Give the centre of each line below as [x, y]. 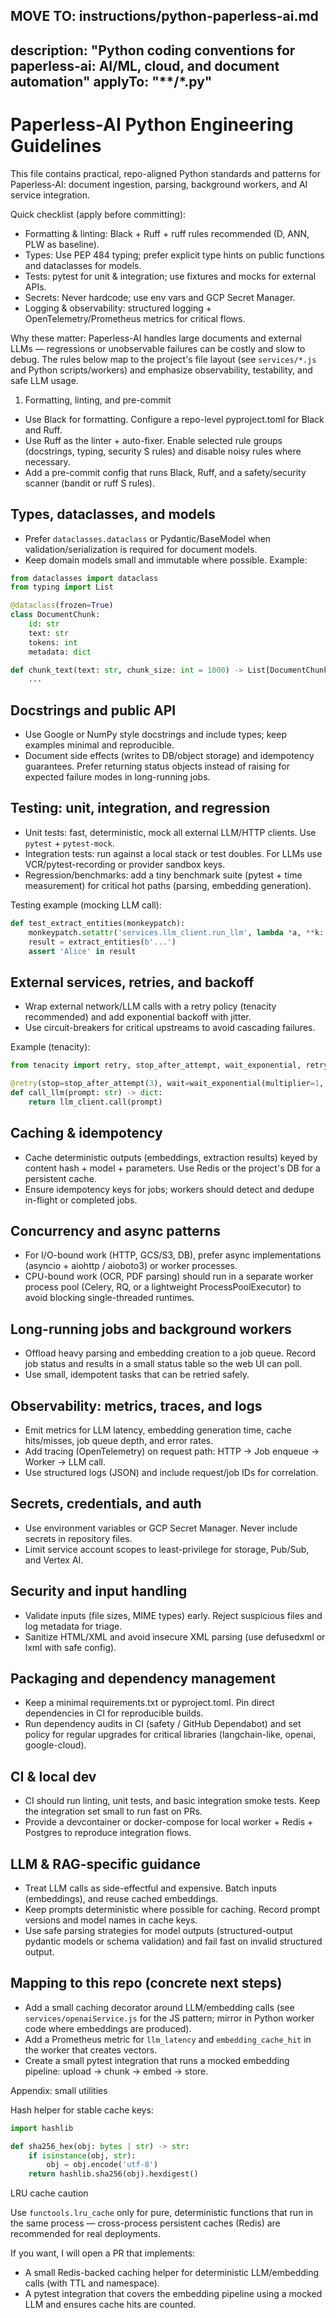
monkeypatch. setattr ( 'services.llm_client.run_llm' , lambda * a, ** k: [176, 932]
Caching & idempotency [86, 1133]
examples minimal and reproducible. [99, 745]
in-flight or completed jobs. [81, 1200]
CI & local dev [53, 1776]
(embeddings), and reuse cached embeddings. [121, 1899]
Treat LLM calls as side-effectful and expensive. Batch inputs [150, 1888]
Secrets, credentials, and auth [106, 1504]
